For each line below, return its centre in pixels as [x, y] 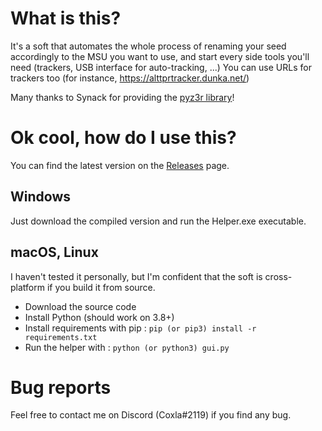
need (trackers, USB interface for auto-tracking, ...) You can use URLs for [161, 67]
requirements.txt [61, 337]
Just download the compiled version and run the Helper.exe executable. [158, 221]
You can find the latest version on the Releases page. [120, 165]
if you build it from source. [101, 287]
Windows [40, 197]
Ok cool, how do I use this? [123, 138]
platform [27, 287]
